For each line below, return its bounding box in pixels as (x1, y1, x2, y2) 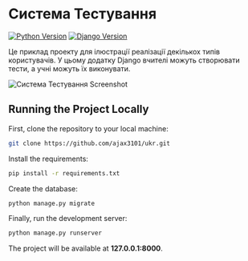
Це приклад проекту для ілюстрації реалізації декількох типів (8, 46, 221, 56)
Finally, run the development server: (8, 214, 128, 223)
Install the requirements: (8, 154, 88, 163)
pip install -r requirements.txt (8, 169, 120, 177)
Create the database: (8, 183, 79, 193)
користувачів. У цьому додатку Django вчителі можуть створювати (8, 55, 240, 65)
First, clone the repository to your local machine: (8, 123, 169, 133)
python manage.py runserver (8, 229, 103, 237)
